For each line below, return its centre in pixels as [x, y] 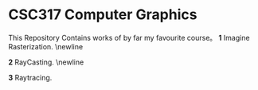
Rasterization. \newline [46, 46]
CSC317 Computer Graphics [103, 15]
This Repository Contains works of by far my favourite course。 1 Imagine [129, 37]
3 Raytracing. [30, 77]
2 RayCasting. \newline [46, 62]
